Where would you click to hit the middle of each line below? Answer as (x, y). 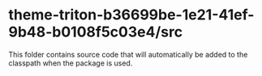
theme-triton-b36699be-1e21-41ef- (131, 15)
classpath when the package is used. (71, 63)
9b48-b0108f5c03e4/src (96, 32)
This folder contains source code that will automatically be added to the (128, 54)
